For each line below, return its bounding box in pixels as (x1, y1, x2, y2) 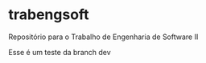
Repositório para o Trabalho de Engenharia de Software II (8, 32, 199, 41)
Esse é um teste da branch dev (8, 47, 111, 57)
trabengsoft (8, 6, 90, 24)
